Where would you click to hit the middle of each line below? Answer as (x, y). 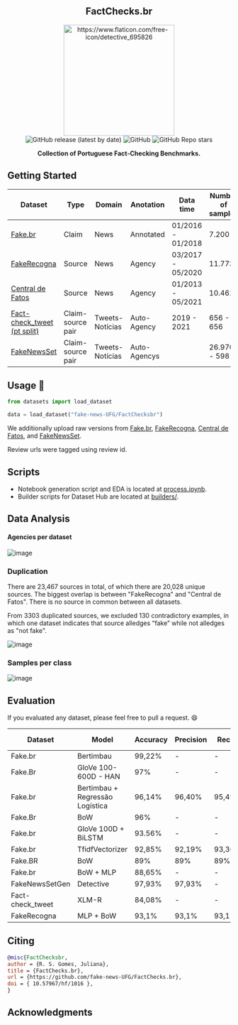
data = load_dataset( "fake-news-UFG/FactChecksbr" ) (85, 415)
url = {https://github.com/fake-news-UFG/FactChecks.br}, (95, 977)
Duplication (28, 571)
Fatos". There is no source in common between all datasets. (95, 602)
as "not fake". (27, 630)
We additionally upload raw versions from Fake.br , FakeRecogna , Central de (118, 428)
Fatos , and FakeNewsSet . (45, 436)
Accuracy (151, 739)
